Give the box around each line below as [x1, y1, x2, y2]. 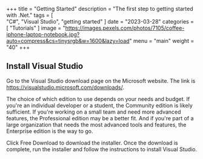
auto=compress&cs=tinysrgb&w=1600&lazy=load [6, 37, 130, 44]
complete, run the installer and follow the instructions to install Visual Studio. [6, 145, 198, 153]
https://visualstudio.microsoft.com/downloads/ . [6, 83, 124, 91]
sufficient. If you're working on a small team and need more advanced [6, 108, 181, 115]
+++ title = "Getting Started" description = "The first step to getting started [6, 5, 193, 12]
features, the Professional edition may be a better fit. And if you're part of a [6, 114, 194, 122]
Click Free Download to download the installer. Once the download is [6, 139, 178, 146]
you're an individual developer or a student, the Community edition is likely [6, 102, 193, 109]
